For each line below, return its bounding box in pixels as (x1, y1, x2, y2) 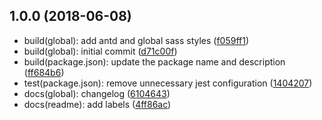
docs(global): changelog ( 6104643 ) (23, 87, 171, 99)
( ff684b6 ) (23, 66, 65, 78)
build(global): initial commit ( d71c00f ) (23, 45, 178, 57)
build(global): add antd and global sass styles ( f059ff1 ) (23, 34, 250, 46)
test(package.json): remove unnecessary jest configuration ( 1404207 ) (23, 77, 313, 89)
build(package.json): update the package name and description (23, 55, 286, 68)
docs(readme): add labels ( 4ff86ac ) (23, 98, 172, 110)
